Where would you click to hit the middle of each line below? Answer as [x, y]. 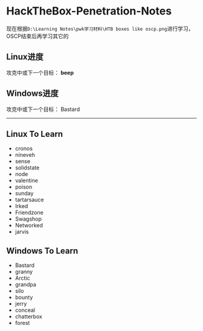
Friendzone [29, 213]
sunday [24, 194]
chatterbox [28, 317]
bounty [24, 297]
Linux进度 [25, 57]
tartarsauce [29, 200]
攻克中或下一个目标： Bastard [43, 109]
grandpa [25, 285]
